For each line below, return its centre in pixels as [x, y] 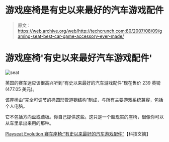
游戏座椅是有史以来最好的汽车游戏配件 [85, 10]
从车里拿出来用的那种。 [29, 123]
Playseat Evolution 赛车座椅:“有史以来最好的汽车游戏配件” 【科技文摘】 [78, 133]
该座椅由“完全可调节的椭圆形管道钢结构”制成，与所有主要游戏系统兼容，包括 [84, 100]
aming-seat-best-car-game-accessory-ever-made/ [71, 36]
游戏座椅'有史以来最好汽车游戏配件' [79, 58]
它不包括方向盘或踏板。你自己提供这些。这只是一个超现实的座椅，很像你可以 [84, 117]
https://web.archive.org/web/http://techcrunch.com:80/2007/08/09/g [90, 31]
